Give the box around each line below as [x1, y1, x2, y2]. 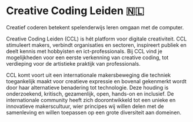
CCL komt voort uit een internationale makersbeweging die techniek [6, 72, 171, 79]
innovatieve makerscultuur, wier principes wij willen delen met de [6, 103, 164, 110]
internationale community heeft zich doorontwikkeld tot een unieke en [6, 96, 176, 103]
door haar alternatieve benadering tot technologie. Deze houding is [6, 84, 169, 91]
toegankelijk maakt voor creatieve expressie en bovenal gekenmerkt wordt [6, 77, 187, 84]
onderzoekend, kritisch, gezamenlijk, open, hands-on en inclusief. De [6, 90, 174, 97]
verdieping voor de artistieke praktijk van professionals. [6, 60, 141, 67]
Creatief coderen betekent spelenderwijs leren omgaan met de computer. [6, 23, 184, 30]
